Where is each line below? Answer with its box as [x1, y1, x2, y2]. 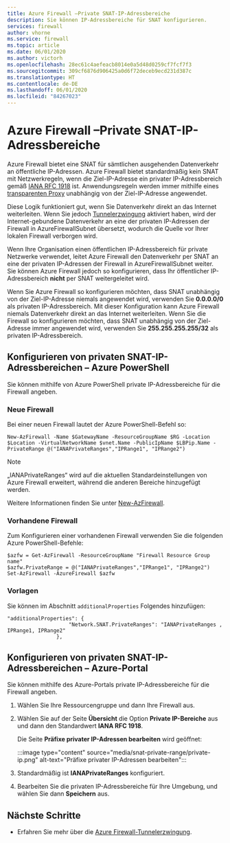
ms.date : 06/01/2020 [7, 49, 67, 56]
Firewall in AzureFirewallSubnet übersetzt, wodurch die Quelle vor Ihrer [7, 224, 209, 232]
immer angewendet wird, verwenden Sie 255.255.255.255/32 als [32, 324, 218, 332]
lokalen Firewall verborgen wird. [7, 232, 98, 240]
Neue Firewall [7, 405, 54, 414]
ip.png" [16, 756, 38, 764]
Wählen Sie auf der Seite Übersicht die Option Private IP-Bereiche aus [16, 715, 218, 723]
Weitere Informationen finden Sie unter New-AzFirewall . [7, 499, 165, 507]
